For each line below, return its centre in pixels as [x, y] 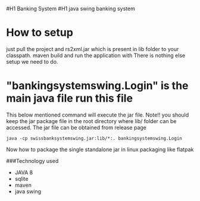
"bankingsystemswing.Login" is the [97, 86]
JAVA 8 [24, 172]
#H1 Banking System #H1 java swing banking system [71, 9]
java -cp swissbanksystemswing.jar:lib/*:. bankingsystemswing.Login [94, 138]
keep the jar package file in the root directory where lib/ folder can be [91, 121]
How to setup [40, 33]
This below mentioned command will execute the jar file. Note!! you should [98, 115]
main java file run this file [69, 98]
